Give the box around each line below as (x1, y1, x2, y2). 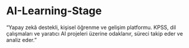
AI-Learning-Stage (6, 4, 102, 18)
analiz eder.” (6, 36, 37, 43)
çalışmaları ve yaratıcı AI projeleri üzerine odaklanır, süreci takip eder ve (6, 30, 184, 37)
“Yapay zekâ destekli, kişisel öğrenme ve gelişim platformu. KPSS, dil (6, 24, 176, 31)
